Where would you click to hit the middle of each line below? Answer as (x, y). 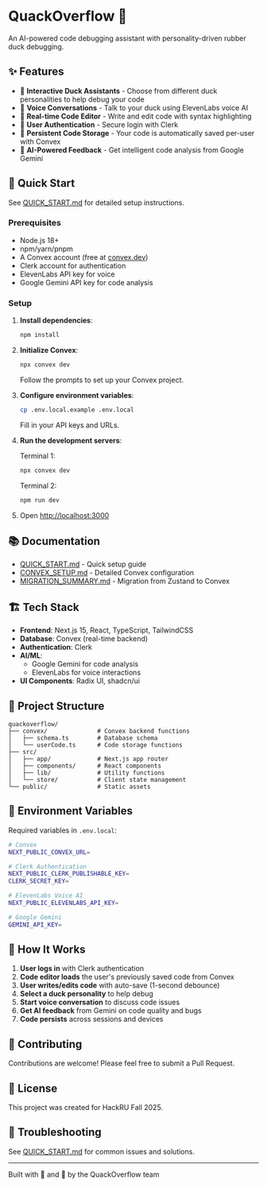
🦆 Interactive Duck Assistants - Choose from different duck (118, 91)
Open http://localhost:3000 (64, 515)
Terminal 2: (38, 485)
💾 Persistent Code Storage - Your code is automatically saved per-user (137, 133)
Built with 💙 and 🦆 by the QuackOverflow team (84, 1174)
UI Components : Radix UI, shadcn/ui (80, 681)
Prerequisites (35, 223)
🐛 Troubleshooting (55, 1133)
